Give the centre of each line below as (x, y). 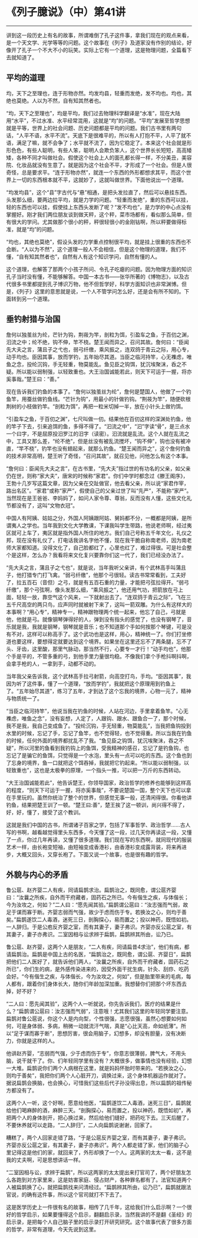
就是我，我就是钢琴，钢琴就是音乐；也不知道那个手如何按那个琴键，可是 (99, 626)
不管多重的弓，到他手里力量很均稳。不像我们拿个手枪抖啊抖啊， (114, 656)
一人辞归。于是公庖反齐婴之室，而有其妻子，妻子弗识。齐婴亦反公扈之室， (96, 927)
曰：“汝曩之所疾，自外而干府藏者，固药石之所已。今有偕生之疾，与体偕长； (98, 897)
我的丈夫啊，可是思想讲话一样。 (45, 1160)
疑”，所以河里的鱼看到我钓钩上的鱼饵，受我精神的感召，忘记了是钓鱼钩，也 (98, 748)
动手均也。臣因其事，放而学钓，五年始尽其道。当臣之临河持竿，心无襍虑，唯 (99, 357)
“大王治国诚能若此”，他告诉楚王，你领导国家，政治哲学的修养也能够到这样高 (99, 783)
